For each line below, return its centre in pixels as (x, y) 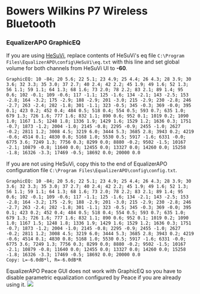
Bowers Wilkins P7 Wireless (77, 11)
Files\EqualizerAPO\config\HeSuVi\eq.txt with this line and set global (93, 62)
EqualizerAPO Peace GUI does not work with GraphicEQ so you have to (94, 271)
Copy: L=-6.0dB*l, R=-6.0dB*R (44, 260)
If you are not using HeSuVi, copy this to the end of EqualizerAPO (87, 164)
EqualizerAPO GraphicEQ (43, 43)
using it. (16, 285)
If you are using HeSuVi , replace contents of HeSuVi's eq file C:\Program (95, 56)
